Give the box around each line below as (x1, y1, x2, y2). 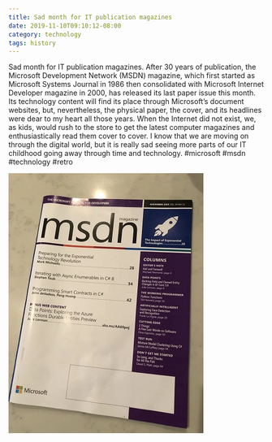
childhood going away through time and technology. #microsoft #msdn (8, 149, 246, 158)
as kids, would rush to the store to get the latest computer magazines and (8, 123, 255, 132)
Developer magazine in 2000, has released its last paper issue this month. (8, 88, 256, 97)
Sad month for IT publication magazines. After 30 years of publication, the (8, 62, 257, 72)
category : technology (8, 30, 82, 38)
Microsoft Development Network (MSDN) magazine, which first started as (8, 71, 256, 80)
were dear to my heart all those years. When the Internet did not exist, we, (8, 114, 257, 123)
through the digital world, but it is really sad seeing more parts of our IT (8, 140, 247, 149)
